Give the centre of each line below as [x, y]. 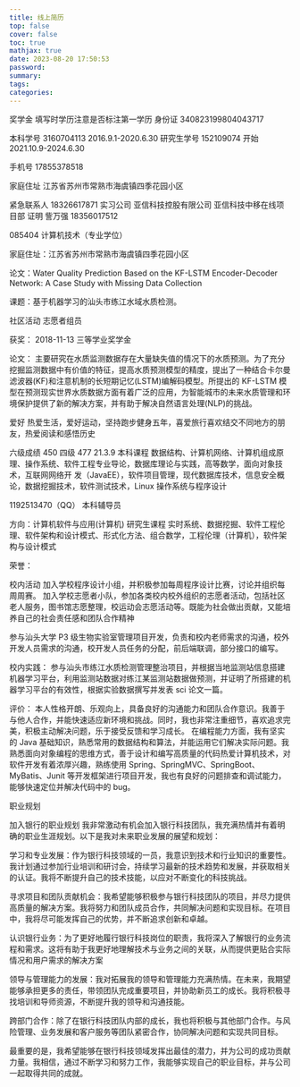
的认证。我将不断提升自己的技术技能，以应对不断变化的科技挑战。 [130, 877]
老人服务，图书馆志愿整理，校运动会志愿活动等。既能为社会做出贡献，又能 [146, 607]
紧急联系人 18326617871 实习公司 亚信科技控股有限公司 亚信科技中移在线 [143, 204]
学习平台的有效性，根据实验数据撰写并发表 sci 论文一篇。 [122, 689]
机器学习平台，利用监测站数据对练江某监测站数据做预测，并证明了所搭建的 [146, 678]
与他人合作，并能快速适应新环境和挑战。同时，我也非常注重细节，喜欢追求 [146, 719]
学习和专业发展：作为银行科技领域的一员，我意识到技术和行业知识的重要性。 [150, 854]
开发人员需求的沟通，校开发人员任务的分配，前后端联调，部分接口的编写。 [146, 648]
